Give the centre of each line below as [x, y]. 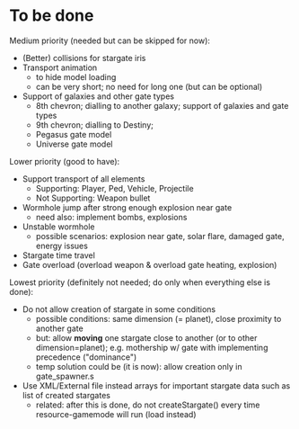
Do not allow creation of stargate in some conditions [119, 309]
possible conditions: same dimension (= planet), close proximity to [158, 318]
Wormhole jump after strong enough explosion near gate [127, 207]
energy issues [62, 246]
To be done [52, 16]
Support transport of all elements [84, 179]
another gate [59, 328]
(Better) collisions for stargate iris [84, 58]
